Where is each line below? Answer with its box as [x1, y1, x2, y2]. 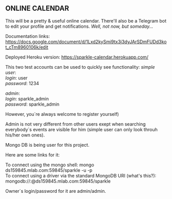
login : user [5, 74, 28, 81]
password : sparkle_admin [5, 101, 60, 107]
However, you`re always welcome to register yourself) [5, 111, 119, 117]
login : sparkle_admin [5, 95, 49, 102]
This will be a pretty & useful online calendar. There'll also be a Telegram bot [5, 17, 167, 24]
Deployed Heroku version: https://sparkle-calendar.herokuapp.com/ [5, 54, 148, 60]
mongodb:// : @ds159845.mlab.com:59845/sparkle [5, 178, 111, 184]
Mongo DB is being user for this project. [5, 142, 90, 148]
